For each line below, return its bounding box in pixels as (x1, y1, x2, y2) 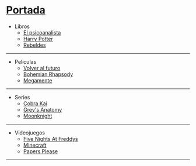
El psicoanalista (23, 29, 61, 36)
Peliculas (14, 58, 37, 65)
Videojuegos (14, 129, 45, 136)
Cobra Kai (23, 100, 48, 107)
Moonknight (23, 112, 52, 119)
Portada (6, 4, 45, 17)
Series (14, 94, 30, 101)
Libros (14, 23, 30, 30)
